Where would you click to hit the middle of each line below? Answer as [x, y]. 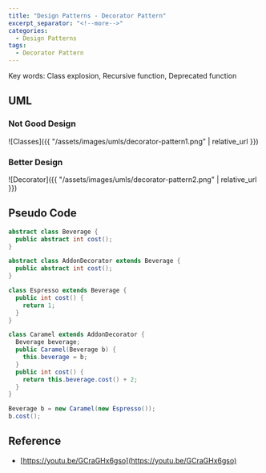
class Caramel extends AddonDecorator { [77, 335]
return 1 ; [39, 305]
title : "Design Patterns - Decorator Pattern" [87, 16]
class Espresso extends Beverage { [68, 291]
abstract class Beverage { [53, 232]
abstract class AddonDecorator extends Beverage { [95, 261]
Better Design [36, 162]
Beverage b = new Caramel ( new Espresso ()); [82, 409]
